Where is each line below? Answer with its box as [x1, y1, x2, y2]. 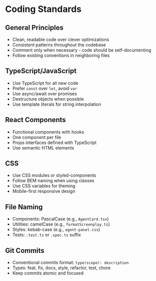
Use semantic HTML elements [12, 144, 75, 150]
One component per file [12, 134, 61, 140]
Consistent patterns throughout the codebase [12, 42, 106, 48]
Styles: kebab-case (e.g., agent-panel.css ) [12, 227, 100, 233]
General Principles [5, 23, 64, 32]
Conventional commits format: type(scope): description [12, 260, 129, 266]
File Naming [5, 203, 43, 211]
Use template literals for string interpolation [12, 101, 101, 107]
